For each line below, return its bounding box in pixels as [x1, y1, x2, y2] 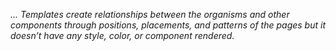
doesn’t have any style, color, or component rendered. [10, 30, 235, 41]
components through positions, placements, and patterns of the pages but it [10, 19, 326, 31]
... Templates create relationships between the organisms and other [10, 9, 290, 20]
